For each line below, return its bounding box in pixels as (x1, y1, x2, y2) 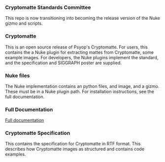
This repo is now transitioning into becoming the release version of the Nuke (5, 15, 160, 21)
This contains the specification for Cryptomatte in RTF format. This (5, 141, 141, 147)
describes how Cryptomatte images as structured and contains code (5, 146, 144, 152)
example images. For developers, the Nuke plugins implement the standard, (5, 54, 159, 60)
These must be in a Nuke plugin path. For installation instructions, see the (5, 88, 154, 94)
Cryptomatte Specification (5, 130, 70, 137)
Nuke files (5, 72, 30, 79)
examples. (5, 151, 26, 157)
